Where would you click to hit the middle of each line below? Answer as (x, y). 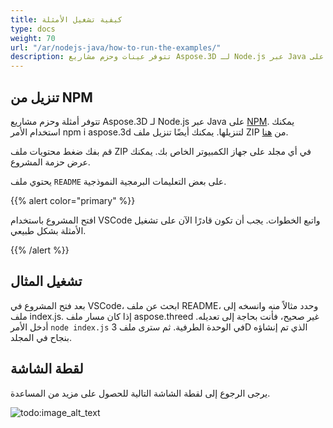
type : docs (33, 29)
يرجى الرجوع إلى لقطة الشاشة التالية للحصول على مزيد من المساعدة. (140, 393)
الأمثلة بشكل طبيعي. (48, 230)
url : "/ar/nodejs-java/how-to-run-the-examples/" (116, 47)
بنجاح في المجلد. (41, 337)
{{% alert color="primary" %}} (73, 200)
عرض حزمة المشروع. (50, 162)
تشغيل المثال (46, 281)
